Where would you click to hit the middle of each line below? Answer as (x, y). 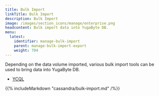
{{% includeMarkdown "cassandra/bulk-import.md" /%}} (63, 88)
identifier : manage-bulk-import (47, 41)
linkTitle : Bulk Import (29, 14)
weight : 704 (26, 50)
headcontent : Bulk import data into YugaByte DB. (57, 28)
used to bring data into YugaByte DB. (42, 69)
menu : (11, 32)
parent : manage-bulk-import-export (50, 46)
